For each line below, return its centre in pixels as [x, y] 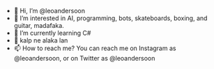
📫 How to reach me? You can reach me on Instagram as [95, 48]
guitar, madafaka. [39, 25]
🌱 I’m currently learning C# [52, 33]
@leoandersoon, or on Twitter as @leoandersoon [84, 58]
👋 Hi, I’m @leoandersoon [49, 11]
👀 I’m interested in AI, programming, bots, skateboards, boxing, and [110, 18]
